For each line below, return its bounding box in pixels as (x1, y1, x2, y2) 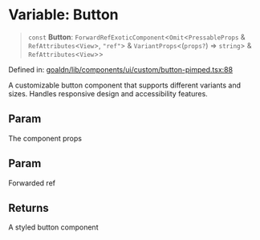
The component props (8, 133, 83, 143)
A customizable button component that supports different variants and (8, 80, 242, 90)
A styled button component (8, 222, 99, 232)
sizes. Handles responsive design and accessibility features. (8, 88, 209, 98)
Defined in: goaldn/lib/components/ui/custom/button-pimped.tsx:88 (8, 64, 234, 74)
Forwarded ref (8, 178, 56, 188)
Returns (8, 201, 50, 214)
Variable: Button (8, 6, 119, 24)
